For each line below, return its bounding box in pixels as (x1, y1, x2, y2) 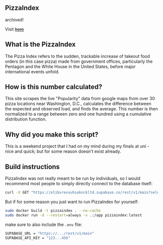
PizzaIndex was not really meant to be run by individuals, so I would (5, 175, 141, 181)
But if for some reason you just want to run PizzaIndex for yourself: (5, 199, 139, 205)
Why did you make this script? (5, 130, 98, 139)
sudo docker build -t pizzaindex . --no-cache (5, 208, 101, 213)
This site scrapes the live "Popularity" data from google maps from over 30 (5, 96, 155, 102)
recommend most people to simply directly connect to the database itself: (5, 181, 153, 187)
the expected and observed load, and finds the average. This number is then (5, 106, 158, 112)
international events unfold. (5, 69, 60, 74)
